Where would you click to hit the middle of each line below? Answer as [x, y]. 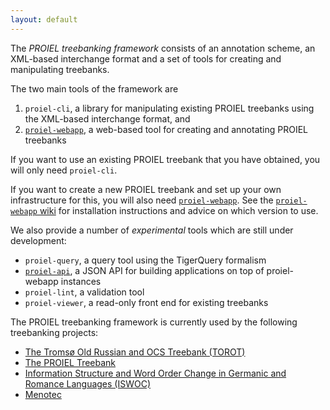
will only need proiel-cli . [64, 170]
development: [38, 240]
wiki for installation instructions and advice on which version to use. [179, 210]
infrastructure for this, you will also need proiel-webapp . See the [142, 200]
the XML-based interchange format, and [107, 118]
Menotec [43, 394]
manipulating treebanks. [60, 69]
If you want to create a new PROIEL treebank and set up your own [146, 189]
